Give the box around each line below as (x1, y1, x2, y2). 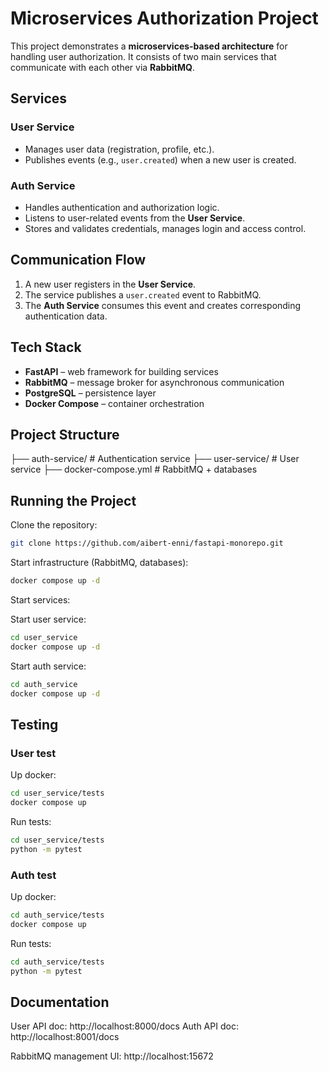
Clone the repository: (10, 519, 98, 531)
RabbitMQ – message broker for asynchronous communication (24, 376, 285, 388)
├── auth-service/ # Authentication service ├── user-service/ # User (10, 453, 300, 465)
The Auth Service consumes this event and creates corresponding (24, 299, 302, 311)
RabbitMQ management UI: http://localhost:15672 (10, 1050, 214, 1062)
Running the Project (10, 492, 137, 509)
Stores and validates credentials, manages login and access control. (24, 222, 307, 234)
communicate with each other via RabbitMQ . (10, 61, 195, 73)
